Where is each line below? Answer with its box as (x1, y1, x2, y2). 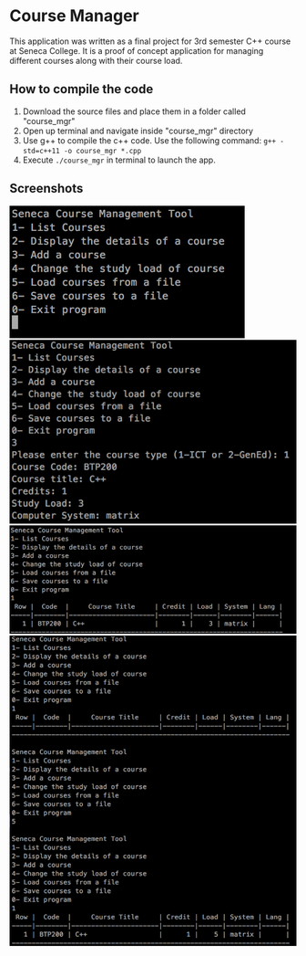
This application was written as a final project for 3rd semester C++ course (9, 36, 291, 47)
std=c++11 (22, 146, 61, 155)
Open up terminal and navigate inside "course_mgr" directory (22, 125, 253, 136)
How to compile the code (9, 81, 154, 97)
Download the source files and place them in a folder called (22, 106, 246, 117)
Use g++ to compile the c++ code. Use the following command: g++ (22, 134, 276, 146)
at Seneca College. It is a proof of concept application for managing (9, 45, 264, 56)
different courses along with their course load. (9, 55, 183, 66)
